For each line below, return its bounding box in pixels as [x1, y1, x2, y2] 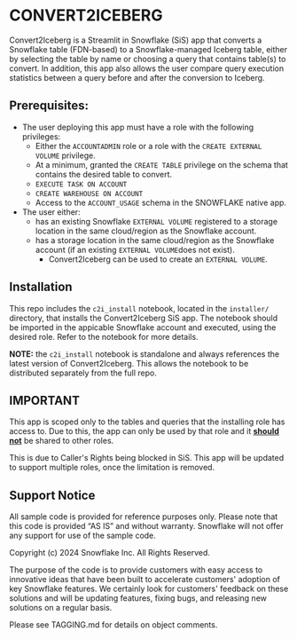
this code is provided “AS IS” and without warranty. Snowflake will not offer [9, 521, 284, 532]
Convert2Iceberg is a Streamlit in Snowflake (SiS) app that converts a [9, 35, 262, 45]
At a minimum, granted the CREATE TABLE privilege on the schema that [35, 159, 288, 170]
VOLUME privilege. [35, 150, 96, 161]
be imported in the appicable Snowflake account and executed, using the [9, 321, 277, 333]
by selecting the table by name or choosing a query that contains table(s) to [9, 53, 286, 64]
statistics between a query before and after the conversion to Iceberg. [9, 72, 265, 83]
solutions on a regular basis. [9, 603, 113, 613]
